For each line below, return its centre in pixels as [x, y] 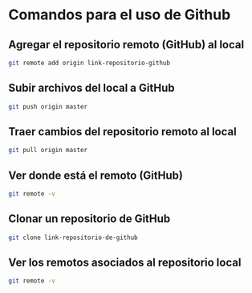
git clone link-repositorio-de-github [73, 237]
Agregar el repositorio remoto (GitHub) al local [126, 45]
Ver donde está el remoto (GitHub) [96, 175]
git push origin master [48, 106]
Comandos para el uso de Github [120, 15]
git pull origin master [48, 151]
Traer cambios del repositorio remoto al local [122, 132]
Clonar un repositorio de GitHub [89, 219]
